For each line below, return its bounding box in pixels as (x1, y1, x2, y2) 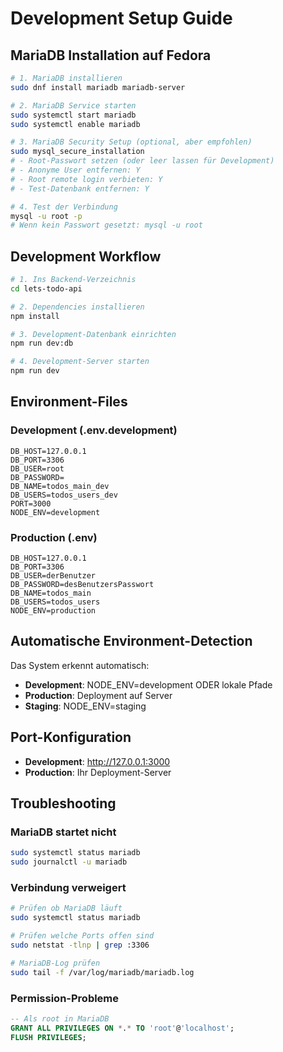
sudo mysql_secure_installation (10, 147, 145, 157)
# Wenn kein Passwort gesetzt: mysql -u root (10, 220, 203, 231)
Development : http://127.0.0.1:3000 (24, 755, 171, 767)
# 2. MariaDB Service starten (10, 100, 137, 111)
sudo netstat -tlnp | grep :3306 (10, 940, 150, 951)
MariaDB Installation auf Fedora (10, 47, 212, 64)
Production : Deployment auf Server (24, 689, 173, 701)
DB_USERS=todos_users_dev (10, 490, 118, 500)
